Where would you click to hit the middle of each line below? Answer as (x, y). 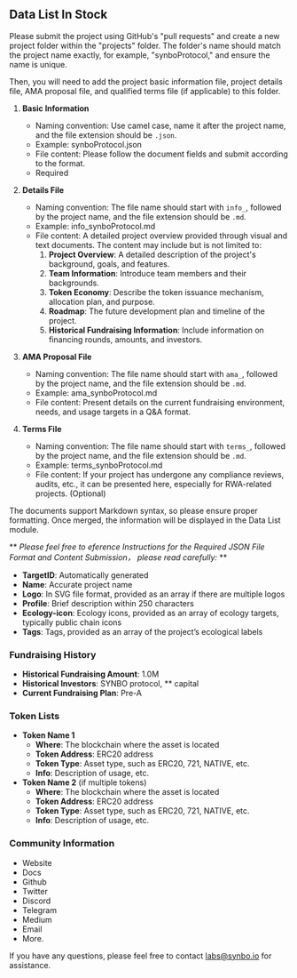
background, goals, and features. (109, 264)
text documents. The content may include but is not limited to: (148, 244)
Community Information (62, 844)
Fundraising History (53, 654)
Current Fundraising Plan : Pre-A (82, 693)
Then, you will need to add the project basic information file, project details (146, 81)
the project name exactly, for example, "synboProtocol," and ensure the (140, 55)
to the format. (60, 163)
